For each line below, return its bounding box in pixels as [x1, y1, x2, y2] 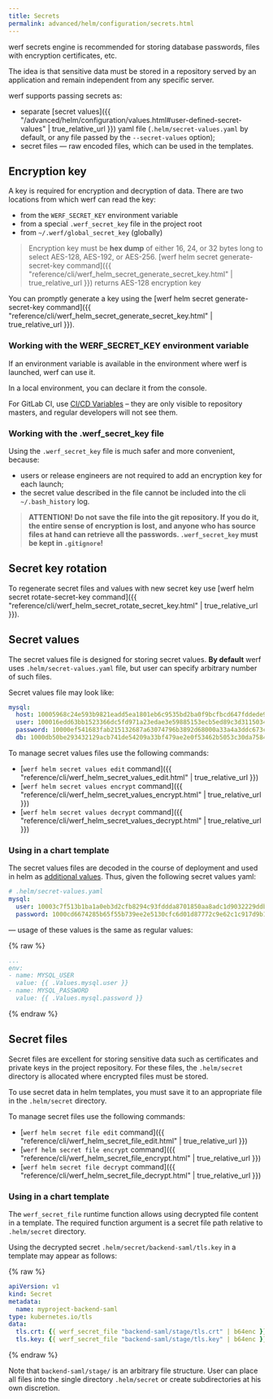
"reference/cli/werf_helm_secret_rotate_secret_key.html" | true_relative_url [8, 600, 258, 610]
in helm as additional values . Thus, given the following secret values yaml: [8, 872, 256, 882]
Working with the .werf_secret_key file [8, 428, 165, 439]
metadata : [8, 1297, 42, 1305]
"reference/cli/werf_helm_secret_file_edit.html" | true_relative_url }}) [19, 1135, 248, 1145]
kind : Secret [8, 1290, 53, 1298]
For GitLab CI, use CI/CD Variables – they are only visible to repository [8, 399, 243, 408]
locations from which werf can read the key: [8, 194, 156, 204]
